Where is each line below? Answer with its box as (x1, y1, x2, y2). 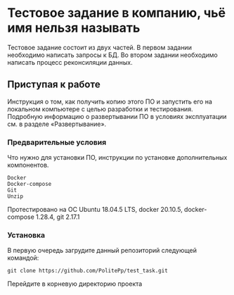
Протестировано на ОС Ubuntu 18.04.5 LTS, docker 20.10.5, (7, 206, 183, 214)
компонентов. (7, 161, 49, 170)
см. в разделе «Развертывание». (7, 120, 107, 128)
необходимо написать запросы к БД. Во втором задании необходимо (7, 51, 218, 59)
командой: (7, 253, 39, 262)
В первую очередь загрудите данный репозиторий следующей (7, 246, 197, 255)
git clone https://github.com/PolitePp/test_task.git (7, 268, 169, 275)
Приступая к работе (7, 79, 100, 91)
